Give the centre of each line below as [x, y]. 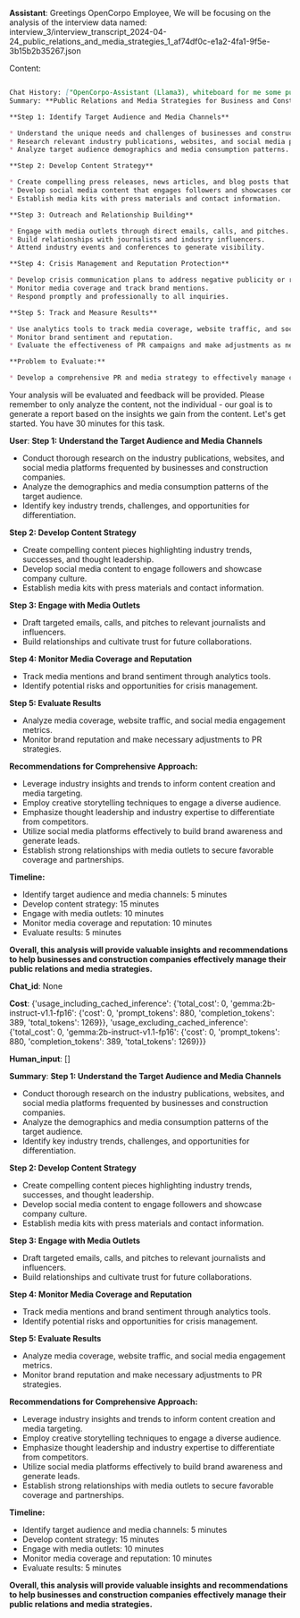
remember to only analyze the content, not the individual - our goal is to [141, 404]
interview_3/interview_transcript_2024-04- [88, 32]
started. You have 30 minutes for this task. [87, 423]
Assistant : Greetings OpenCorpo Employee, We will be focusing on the [140, 13]
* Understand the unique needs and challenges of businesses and [133, 133]
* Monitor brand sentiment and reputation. [92, 337]
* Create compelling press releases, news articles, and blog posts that [150, 183]
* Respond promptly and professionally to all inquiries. [119, 296]
